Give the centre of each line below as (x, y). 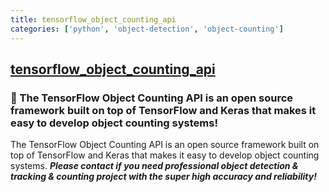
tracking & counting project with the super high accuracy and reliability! (163, 177)
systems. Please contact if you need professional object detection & (154, 166)
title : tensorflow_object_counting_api (93, 19)
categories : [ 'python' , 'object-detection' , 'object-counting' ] (147, 29)
